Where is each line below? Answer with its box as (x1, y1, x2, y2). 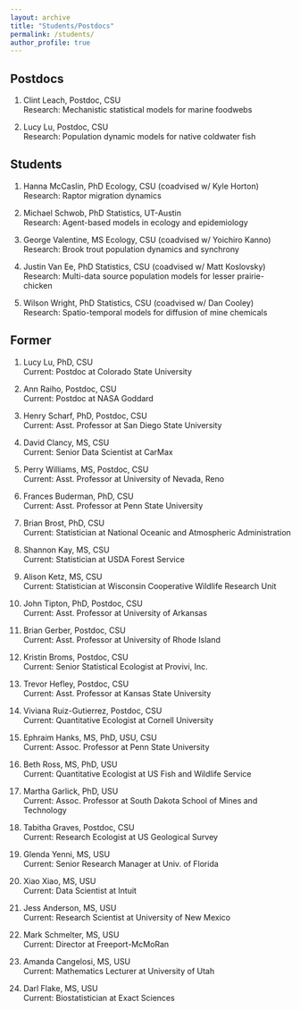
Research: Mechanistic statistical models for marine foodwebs (22, 105, 253, 115)
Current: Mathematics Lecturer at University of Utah (22, 965, 215, 976)
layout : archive (10, 13, 71, 22)
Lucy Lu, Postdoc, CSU (22, 122, 109, 132)
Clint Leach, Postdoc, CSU (22, 95, 121, 105)
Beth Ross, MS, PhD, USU (22, 759, 118, 770)
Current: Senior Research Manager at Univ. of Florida (22, 858, 220, 869)
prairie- (237, 270, 264, 282)
